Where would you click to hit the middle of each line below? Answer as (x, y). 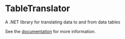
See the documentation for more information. (51, 31)
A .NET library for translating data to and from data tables (63, 22)
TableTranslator (38, 9)
